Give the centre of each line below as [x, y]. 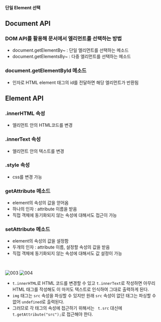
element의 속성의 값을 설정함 [40, 241]
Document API [28, 23]
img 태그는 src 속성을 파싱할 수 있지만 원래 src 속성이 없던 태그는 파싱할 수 [84, 296]
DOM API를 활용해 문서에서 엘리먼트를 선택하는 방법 [64, 38]
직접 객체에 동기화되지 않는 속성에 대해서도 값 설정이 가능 [67, 253]
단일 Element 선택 [23, 7]
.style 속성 [18, 165]
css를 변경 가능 [27, 177]
